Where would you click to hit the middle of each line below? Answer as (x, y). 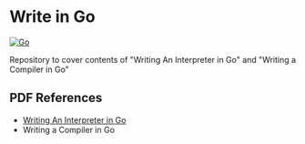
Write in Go (52, 17)
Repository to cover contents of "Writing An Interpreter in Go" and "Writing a (153, 59)
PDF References (56, 98)
